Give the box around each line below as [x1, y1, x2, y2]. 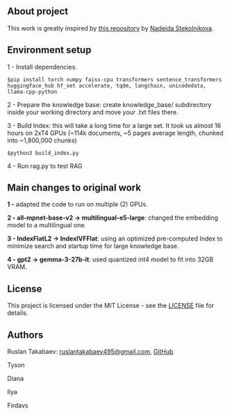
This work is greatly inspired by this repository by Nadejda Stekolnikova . [7, 24, 214, 32]
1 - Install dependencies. [7, 63, 78, 71]
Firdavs [7, 401, 29, 409]
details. [7, 309, 28, 317]
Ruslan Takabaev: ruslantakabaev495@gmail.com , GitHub [7, 348, 174, 356]
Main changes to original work [7, 182, 141, 194]
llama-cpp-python [7, 88, 58, 95]
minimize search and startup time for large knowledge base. [7, 242, 179, 250]
